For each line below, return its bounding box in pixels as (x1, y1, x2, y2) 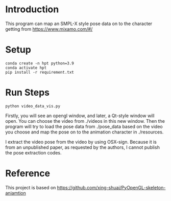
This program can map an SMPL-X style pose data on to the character (5, 20, 153, 27)
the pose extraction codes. (5, 149, 62, 155)
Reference (5, 168, 50, 179)
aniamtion (5, 190, 27, 196)
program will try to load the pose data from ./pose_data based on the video (5, 123, 163, 129)
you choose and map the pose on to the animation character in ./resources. (5, 129, 164, 135)
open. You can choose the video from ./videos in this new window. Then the (5, 118, 165, 124)
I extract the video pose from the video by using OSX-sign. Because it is (5, 139, 157, 145)
